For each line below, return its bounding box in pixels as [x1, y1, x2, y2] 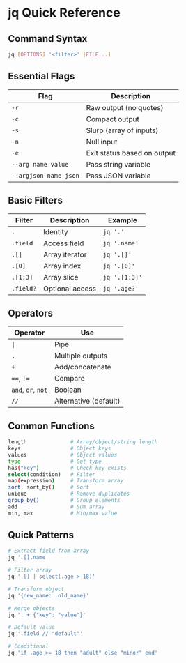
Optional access [43, 284, 97, 294]
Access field [43, 238, 84, 248]
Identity [43, 227, 68, 236]
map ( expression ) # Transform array [8, 478, 124, 485]
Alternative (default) [54, 396, 121, 406]
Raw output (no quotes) [86, 102, 164, 112]
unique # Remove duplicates [8, 490, 130, 498]
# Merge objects [8, 604, 55, 611]
